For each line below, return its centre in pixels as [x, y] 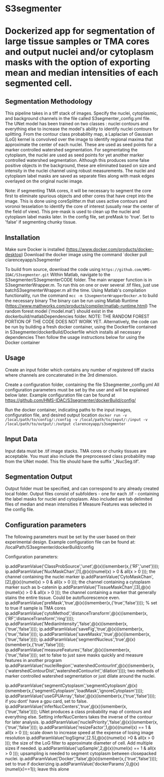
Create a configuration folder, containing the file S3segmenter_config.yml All [82, 385]
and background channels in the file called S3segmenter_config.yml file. [78, 119]
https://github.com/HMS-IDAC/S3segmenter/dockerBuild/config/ [70, 400]
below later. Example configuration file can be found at [60, 395]
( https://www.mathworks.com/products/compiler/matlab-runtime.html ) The [81, 306]
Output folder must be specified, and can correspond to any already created [82, 489]
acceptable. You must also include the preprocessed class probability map [80, 456]
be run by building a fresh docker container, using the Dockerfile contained [81, 327]
